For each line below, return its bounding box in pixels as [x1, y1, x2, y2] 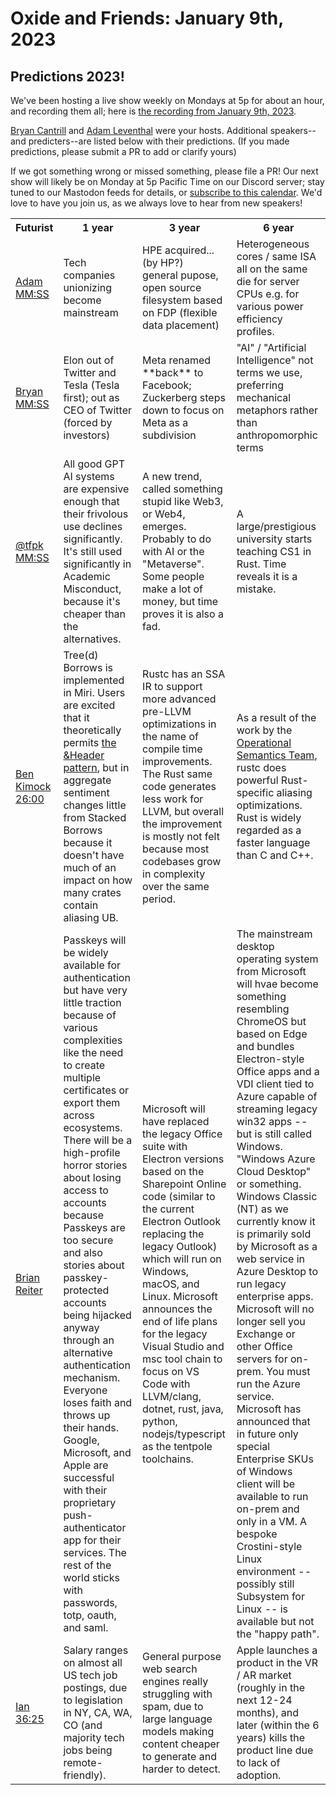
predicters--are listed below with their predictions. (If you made [28, 135, 290, 147]
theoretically [63, 723, 122, 737]
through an [63, 1333, 115, 1347]
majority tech [63, 1731, 125, 1744]
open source [142, 281, 202, 294]
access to [63, 1183, 109, 1197]
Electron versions [142, 1152, 225, 1166]
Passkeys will [63, 933, 127, 947]
